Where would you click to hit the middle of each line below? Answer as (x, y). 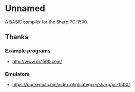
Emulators (18, 74)
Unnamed (25, 8)
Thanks (17, 37)
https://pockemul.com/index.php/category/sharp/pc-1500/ (71, 84)
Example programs (28, 51)
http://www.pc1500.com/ (37, 61)
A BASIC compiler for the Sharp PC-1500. (47, 22)
